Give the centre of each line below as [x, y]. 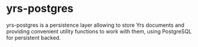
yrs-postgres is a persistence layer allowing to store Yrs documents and [95, 25]
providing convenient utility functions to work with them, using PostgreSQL [99, 31]
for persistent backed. [34, 37]
